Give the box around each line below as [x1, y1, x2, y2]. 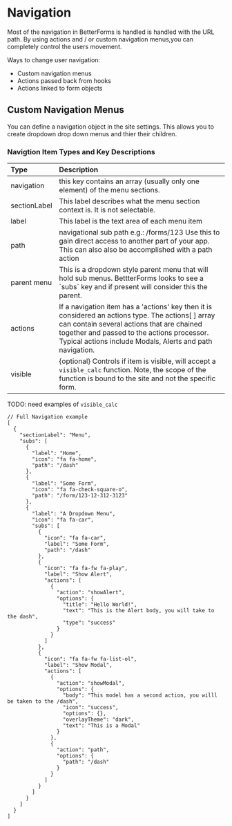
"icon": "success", [62, 704, 119, 711]
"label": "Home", [32, 450, 81, 457]
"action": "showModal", [56, 680, 126, 687]
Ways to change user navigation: [7, 55, 101, 64]
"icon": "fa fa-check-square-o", [32, 486, 128, 493]
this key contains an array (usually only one [59, 176, 200, 186]
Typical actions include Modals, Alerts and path [59, 337, 213, 347]
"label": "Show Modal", [43, 662, 113, 669]
